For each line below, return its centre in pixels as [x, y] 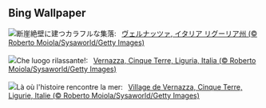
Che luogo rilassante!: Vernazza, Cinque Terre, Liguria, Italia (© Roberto [136, 60]
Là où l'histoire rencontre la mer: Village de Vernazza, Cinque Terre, [129, 86]
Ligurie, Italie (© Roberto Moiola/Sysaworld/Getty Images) [104, 95]
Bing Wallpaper [47, 13]
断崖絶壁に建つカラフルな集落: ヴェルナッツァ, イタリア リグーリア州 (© [137, 33]
